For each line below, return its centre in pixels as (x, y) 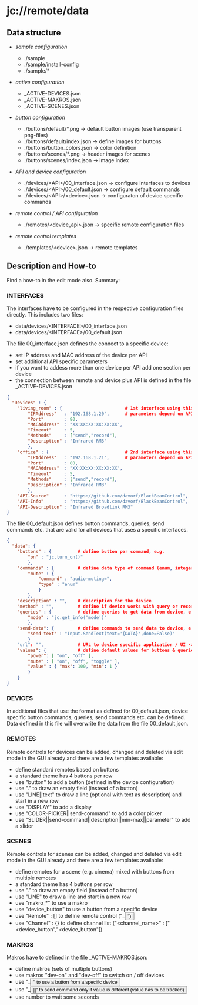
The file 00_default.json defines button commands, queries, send (85, 523)
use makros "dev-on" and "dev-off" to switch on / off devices (90, 975)
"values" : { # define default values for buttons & (96, 650)
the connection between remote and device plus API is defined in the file (103, 380)
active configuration (40, 82)
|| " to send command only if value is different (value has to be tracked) (109, 990)
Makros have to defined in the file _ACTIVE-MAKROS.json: (77, 958)
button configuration (40, 117)
